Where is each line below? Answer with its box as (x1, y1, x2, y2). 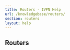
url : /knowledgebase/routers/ (5, 12, 66, 17)
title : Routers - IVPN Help (5, 7, 61, 12)
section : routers (5, 16, 40, 21)
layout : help (5, 20, 31, 26)
